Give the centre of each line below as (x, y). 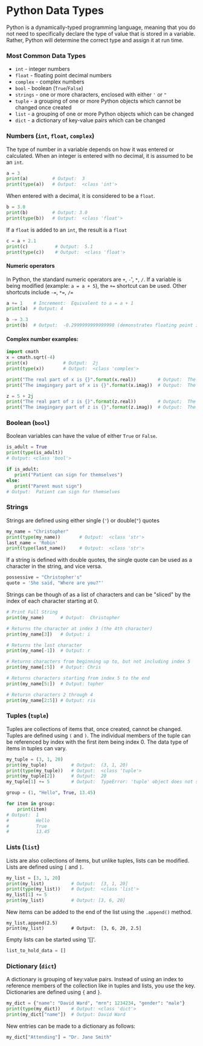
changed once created (43, 108)
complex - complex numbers (50, 82)
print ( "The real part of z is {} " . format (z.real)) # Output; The (101, 402)
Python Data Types (55, 11)
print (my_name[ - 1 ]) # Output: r (48, 651)
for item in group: (31, 804)
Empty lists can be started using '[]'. (51, 940)
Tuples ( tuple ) (27, 716)
